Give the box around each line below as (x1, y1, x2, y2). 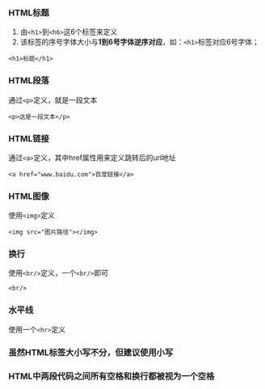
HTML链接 (8, 133, 50, 144)
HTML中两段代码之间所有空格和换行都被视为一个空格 (8, 370, 215, 382)
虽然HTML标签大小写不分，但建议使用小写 (8, 346, 174, 357)
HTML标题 (8, 6, 50, 18)
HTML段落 (8, 75, 50, 87)
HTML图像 (8, 190, 50, 201)
